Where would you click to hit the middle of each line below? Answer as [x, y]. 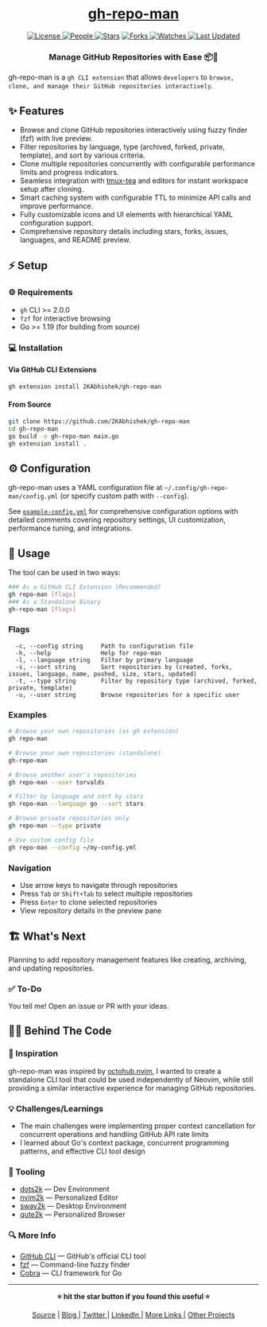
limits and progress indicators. [69, 173]
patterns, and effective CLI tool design [82, 1151]
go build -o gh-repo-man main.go [64, 436]
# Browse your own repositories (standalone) [85, 753]
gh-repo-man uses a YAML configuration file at [85, 488]
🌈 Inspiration [33, 1053]
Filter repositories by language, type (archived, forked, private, [122, 147]
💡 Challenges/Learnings [56, 1108]
